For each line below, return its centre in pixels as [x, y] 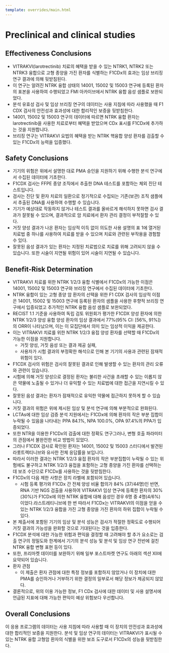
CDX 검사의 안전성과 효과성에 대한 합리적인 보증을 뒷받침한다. [73, 110]
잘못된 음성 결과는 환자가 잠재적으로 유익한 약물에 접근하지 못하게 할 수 [82, 396]
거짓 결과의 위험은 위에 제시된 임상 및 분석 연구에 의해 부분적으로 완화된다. [85, 408]
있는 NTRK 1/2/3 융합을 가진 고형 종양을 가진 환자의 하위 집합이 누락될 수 [92, 509]
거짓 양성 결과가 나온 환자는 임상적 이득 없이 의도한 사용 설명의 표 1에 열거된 [87, 228]
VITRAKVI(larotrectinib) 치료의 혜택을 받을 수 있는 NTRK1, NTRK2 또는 [83, 66]
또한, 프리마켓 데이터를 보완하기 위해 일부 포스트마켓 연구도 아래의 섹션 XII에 [87, 554]
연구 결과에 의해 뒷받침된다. [40, 79]
